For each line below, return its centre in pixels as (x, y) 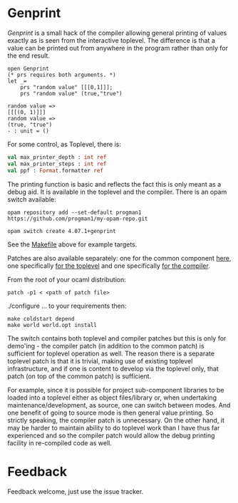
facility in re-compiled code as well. (60, 442)
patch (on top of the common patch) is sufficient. (79, 376)
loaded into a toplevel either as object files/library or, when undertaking (112, 398)
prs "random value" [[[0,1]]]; (67, 87)
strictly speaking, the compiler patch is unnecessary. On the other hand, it (116, 420)
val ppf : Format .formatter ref (55, 170)
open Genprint (29, 68)
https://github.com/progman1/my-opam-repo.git (78, 219)
